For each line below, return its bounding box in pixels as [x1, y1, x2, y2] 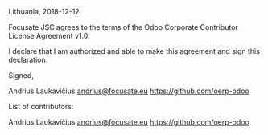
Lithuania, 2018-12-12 [8, 7, 80, 16]
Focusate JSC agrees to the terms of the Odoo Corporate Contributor [8, 22, 239, 31]
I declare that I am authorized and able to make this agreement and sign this [8, 47, 260, 55]
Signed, [8, 71, 34, 80]
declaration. [8, 55, 48, 64]
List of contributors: [8, 102, 74, 111]
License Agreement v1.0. [8, 31, 90, 40]
